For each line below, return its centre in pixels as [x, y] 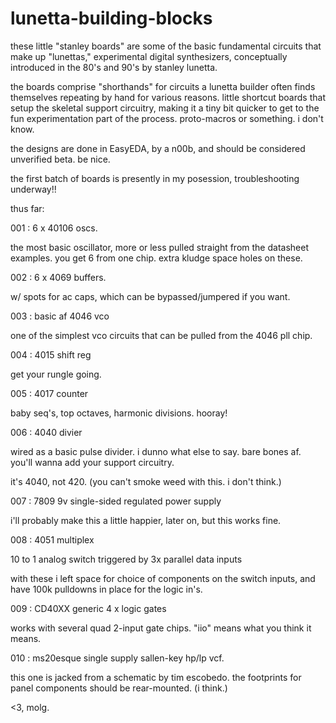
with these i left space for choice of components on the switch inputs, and [163, 578]
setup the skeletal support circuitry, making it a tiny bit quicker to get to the [165, 108]
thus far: [27, 208]
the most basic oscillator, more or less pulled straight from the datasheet [159, 247]
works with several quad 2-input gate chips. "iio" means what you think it [161, 628]
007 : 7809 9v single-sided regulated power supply [116, 501]
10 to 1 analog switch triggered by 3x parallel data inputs [126, 559]
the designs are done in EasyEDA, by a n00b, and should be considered [158, 148]
